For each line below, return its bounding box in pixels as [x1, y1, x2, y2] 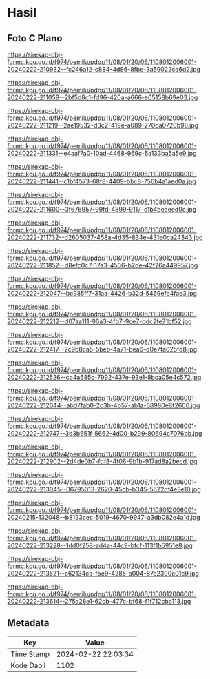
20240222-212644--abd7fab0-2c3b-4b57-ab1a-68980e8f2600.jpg [7, 401, 200, 409]
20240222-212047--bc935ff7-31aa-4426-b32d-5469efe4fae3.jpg [7, 290, 198, 297]
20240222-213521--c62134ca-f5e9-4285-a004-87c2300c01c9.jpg [7, 569, 200, 577]
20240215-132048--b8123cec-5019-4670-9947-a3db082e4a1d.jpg [7, 514, 201, 521]
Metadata [7, 617, 50, 629]
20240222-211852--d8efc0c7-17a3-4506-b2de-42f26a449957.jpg [7, 261, 198, 270]
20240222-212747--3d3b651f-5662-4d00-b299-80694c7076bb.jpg [7, 429, 202, 437]
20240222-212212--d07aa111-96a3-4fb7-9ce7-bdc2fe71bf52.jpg [7, 317, 192, 325]
